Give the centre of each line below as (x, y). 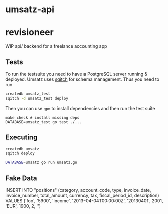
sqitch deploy (20, 153)
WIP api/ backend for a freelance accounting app (56, 46)
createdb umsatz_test (28, 94)
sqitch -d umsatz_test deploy (37, 98)
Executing (21, 137)
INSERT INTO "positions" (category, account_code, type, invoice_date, (78, 190)
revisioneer (29, 32)
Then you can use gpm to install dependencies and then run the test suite (80, 108)
